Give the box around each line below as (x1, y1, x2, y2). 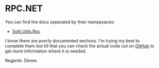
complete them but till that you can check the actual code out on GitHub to (5, 43, 155, 49)
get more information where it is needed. (5, 48, 87, 54)
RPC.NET (5, 3, 43, 14)
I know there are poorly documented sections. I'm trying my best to (5, 37, 140, 44)
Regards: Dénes (5, 57, 37, 63)
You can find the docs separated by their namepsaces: (5, 19, 115, 25)
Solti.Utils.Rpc (12, 28, 40, 34)
